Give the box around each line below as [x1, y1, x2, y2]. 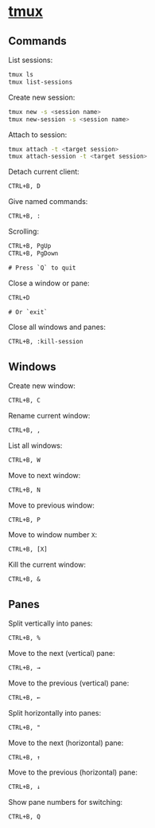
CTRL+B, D [8, 182, 41, 190]
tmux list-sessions [8, 78, 73, 86]
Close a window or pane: [8, 278, 90, 288]
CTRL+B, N [8, 485, 41, 494]
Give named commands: [8, 197, 88, 206]
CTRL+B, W [8, 456, 41, 464]
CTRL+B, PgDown [8, 249, 59, 257]
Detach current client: [8, 167, 79, 177]
